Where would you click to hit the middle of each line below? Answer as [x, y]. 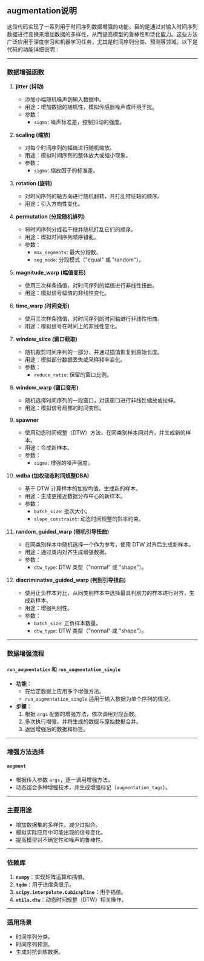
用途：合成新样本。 [49, 448]
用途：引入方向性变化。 [54, 204]
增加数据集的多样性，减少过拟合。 [58, 824]
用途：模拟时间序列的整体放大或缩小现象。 [78, 156]
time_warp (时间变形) [42, 306]
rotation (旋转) [34, 183]
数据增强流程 [26, 654]
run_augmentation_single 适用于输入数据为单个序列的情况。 [99, 699]
